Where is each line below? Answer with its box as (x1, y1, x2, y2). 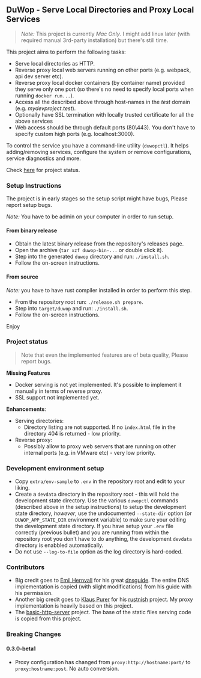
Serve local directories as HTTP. (14, 60, 95, 67)
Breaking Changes (6, 630, 62, 638)
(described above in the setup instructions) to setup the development (14, 504, 187, 511)
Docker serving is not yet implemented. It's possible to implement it (14, 381, 182, 388)
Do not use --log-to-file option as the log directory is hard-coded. (14, 548, 183, 555)
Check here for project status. (6, 166, 80, 173)
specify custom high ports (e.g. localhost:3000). (14, 130, 135, 137)
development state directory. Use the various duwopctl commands (14, 497, 179, 504)
